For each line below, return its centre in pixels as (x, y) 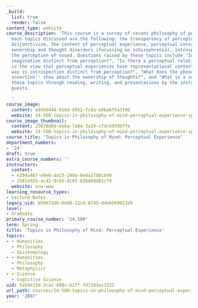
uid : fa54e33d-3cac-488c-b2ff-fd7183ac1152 (60, 285)
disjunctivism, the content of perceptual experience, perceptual (95, 45)
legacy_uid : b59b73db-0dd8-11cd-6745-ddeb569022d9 (70, 203)
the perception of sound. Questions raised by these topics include (97, 55)
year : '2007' (22, 296)
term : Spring (22, 225)
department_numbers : (32, 143)
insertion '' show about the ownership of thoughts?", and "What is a (98, 77)
